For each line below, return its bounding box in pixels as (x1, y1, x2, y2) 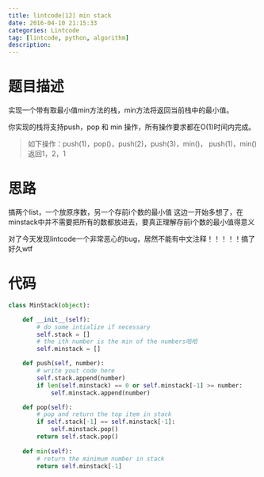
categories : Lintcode (8, 26, 80, 34)
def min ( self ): (22, 447, 73, 456)
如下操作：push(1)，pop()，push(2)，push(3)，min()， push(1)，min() (27, 139, 258, 149)
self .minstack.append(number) (50, 389, 151, 397)
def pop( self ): (22, 403, 73, 411)
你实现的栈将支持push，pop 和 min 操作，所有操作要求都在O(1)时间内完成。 (8, 122, 256, 132)
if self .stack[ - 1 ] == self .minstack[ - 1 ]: (36, 418, 176, 426)
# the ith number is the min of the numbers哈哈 (36, 338, 198, 345)
